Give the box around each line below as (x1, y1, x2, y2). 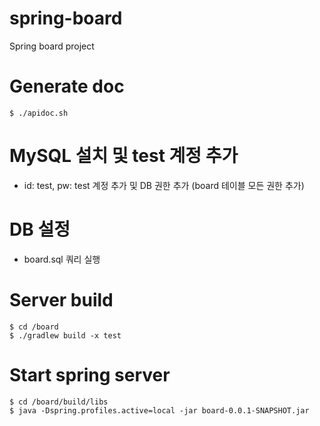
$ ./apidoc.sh (9, 108, 69, 118)
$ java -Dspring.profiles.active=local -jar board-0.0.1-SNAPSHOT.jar (9, 405, 310, 416)
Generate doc (9, 75, 125, 98)
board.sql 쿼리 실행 (23, 253, 101, 265)
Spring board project (9, 40, 95, 52)
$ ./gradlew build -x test (9, 330, 122, 341)
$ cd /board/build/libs (9, 397, 109, 407)
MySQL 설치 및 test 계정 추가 (9, 145, 239, 167)
